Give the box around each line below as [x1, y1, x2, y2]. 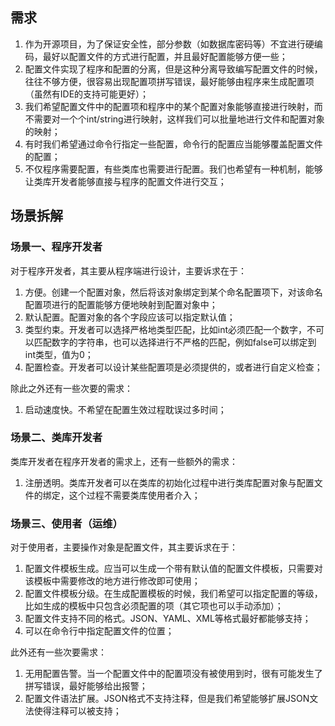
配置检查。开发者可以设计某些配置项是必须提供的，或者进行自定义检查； [24, 361, 323, 373]
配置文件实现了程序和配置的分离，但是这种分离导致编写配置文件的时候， [24, 63, 323, 75]
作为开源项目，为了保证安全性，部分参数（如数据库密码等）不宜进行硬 [24, 38, 315, 50]
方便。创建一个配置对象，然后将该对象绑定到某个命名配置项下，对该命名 [24, 286, 323, 298]
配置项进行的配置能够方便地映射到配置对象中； [24, 298, 218, 310]
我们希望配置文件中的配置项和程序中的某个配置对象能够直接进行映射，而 [24, 100, 323, 112]
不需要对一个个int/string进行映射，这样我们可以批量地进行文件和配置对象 [24, 113, 325, 125]
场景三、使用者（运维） [10, 516, 123, 530]
